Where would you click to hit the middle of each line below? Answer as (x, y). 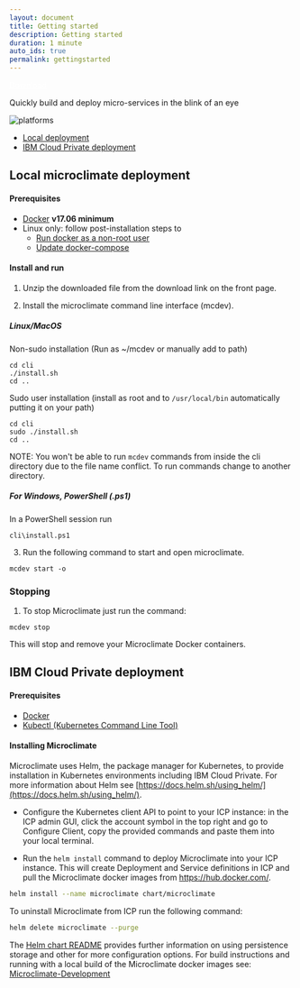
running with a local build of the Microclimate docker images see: (131, 964)
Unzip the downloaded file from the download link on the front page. (150, 288)
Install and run (37, 268)
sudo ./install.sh (44, 432)
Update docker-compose (82, 247)
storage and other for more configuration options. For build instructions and (150, 954)
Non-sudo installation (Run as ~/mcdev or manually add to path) (128, 349)
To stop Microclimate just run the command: (104, 611)
